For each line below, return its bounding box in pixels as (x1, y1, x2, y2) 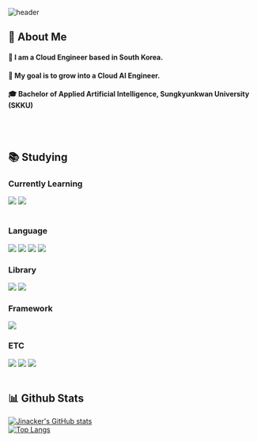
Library (8, 264, 37, 275)
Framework (8, 303, 53, 314)
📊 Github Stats (8, 392, 85, 406)
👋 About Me (8, 30, 67, 44)
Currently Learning (8, 178, 83, 189)
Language (8, 226, 48, 237)
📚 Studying (8, 151, 68, 164)
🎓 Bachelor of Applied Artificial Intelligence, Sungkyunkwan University (8, 90, 250, 99)
